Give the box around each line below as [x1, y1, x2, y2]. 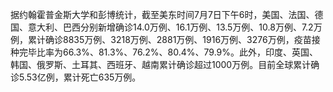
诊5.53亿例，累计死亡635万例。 [10, 71, 142, 83]
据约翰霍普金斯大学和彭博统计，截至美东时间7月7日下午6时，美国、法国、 [10, 9, 315, 20]
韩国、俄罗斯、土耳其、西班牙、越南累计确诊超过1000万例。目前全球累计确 [10, 59, 320, 70]
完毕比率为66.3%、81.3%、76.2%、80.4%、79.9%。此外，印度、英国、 [18, 46, 319, 58]
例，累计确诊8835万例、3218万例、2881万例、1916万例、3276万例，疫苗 [10, 34, 312, 45]
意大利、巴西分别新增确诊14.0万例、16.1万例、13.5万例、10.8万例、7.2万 [27, 21, 323, 33]
